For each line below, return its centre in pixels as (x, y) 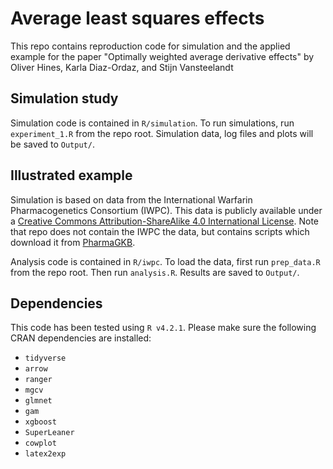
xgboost (40, 422)
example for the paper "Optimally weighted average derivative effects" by (162, 56)
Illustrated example (71, 175)
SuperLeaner (49, 433)
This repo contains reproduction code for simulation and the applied (150, 46)
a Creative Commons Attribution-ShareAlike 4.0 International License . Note (164, 221)
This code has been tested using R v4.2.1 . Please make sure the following (163, 328)
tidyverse (45, 358)
